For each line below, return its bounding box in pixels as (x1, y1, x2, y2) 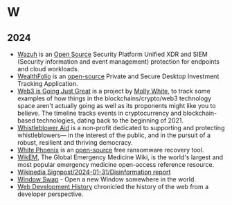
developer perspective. (17, 190, 84, 198)
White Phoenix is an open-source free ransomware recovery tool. (17, 146, 204, 154)
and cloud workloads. (17, 65, 80, 73)
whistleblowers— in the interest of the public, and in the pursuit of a (17, 131, 211, 139)
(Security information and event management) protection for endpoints (17, 57, 220, 66)
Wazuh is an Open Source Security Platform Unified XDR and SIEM (17, 50, 208, 58)
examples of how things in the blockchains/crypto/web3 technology (17, 94, 212, 102)
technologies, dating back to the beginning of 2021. (37, 116, 184, 125)
